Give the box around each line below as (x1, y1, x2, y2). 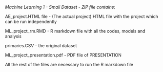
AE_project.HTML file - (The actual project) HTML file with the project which (5, 14, 159, 19)
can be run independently (5, 19, 57, 24)
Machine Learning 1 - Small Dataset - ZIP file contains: (5, 4, 116, 10)
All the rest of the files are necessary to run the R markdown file (5, 62, 133, 67)
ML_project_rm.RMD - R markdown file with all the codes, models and (5, 28, 145, 34)
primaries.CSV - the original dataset (5, 43, 77, 48)
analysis (5, 34, 22, 39)
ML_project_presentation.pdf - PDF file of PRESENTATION (5, 52, 122, 58)
